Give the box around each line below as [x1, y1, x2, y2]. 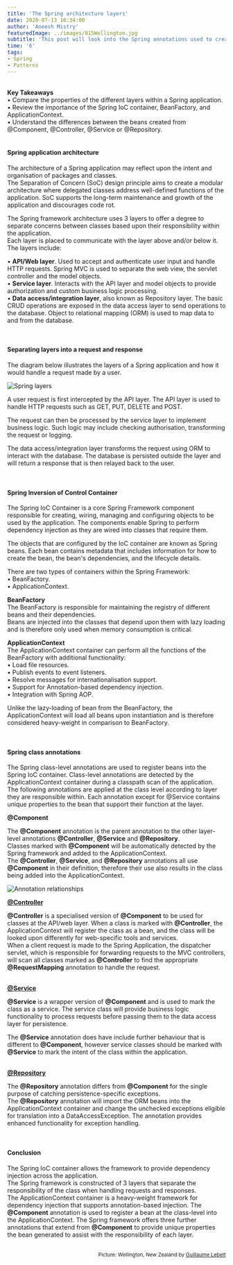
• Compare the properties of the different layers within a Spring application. [7, 95, 223, 104]
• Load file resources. [7, 661, 69, 669]
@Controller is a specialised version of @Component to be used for [7, 912, 203, 920]
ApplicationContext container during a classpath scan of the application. [7, 778, 214, 787]
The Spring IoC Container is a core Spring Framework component [7, 504, 195, 512]
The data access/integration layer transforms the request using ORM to [7, 444, 211, 453]
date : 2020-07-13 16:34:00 [7, 17, 85, 24]
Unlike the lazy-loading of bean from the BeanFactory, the [7, 704, 173, 712]
